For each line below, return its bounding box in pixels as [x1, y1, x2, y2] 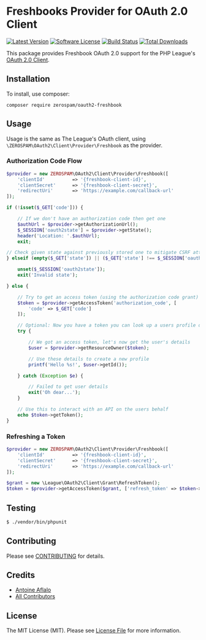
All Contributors [15, 593, 55, 600]
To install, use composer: [6, 90, 70, 98]
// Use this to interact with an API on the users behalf [17, 406, 169, 412]
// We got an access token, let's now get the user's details [28, 339, 191, 345]
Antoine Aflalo [15, 586, 51, 593]
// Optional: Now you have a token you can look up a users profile [17, 322, 196, 329]
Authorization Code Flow [6, 156, 83, 165]
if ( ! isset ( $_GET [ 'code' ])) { [6, 204, 84, 211]
